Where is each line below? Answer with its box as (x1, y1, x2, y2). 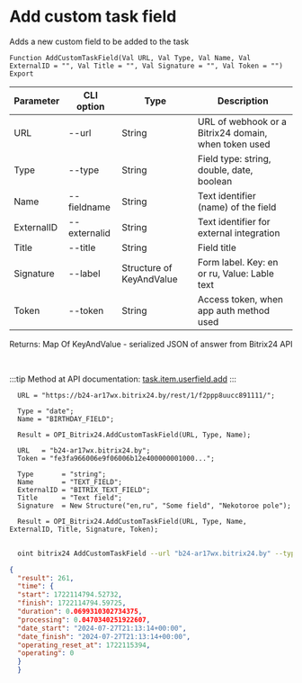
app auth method (197, 304, 271, 317)
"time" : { (17, 582, 54, 591)
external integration (197, 227, 280, 239)
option (75, 100, 105, 112)
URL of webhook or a (197, 115, 288, 128)
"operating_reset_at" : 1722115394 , (17, 641, 151, 650)
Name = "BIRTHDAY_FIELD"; (17, 414, 115, 424)
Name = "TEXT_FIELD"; (17, 477, 123, 487)
